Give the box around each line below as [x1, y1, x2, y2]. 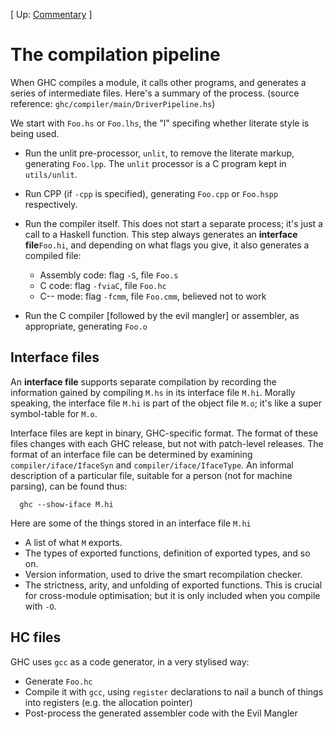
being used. [10, 127, 60, 139]
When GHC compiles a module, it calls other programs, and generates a [10, 76, 307, 88]
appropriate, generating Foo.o [24, 320, 148, 332]
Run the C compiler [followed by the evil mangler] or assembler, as [24, 309, 300, 321]
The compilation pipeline [10, 44, 221, 66]
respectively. [24, 198, 78, 210]
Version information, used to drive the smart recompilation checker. [24, 568, 303, 580]
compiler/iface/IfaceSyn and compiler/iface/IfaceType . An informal [10, 459, 294, 471]
